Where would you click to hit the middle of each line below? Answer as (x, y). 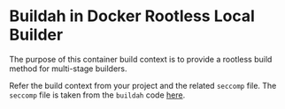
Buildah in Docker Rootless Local (132, 16)
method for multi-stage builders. (68, 69)
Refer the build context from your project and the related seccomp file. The (143, 85)
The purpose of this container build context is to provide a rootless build (141, 59)
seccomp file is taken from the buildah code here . (97, 95)
